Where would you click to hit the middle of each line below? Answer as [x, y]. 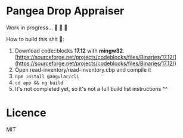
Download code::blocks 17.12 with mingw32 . [69, 50]
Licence [26, 113]
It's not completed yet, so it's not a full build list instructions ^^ [91, 88]
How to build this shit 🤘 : [35, 39]
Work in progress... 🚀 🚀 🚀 [37, 27]
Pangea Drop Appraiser [65, 11]
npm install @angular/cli [47, 76]
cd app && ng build [39, 83]
